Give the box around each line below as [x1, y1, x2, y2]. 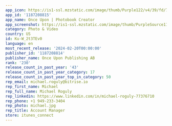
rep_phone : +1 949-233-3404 [5, 98, 66, 103]
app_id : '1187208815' [5, 12, 52, 17]
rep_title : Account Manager [5, 108, 66, 113]
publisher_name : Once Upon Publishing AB [5, 55, 95, 61]
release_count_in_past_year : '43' [5, 65, 79, 70]
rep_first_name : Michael [5, 84, 58, 89]
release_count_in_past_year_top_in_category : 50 [5, 75, 111, 80]
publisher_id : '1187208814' [5, 50, 66, 56]
